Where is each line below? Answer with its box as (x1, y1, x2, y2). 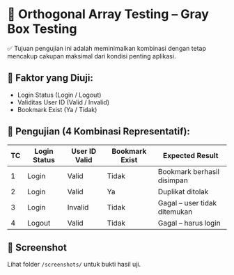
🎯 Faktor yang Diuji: (7, 72, 94, 84)
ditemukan (157, 207, 193, 217)
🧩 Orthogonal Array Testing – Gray (7, 6, 209, 22)
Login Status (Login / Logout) (17, 91, 102, 99)
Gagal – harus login (157, 218, 221, 228)
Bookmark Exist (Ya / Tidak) (17, 105, 97, 113)
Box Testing (7, 21, 77, 37)
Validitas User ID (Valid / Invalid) (17, 97, 110, 107)
